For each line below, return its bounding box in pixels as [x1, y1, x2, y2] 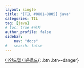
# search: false [5, 43, 42, 48]
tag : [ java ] [5, 20, 29, 26]
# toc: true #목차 [5, 25, 41, 30]
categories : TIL [5, 16, 38, 21]
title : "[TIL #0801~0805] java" [5, 12, 71, 17]
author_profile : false [5, 30, 51, 34]
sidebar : [5, 34, 23, 39]
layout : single [5, 7, 36, 12]
